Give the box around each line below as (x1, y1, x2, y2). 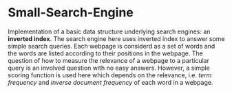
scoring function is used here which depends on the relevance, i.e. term (8, 70, 212, 79)
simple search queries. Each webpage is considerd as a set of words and (8, 42, 215, 50)
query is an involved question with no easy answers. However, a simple (8, 64, 211, 72)
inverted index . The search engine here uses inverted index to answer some (8, 34, 225, 42)
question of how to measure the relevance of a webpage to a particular (8, 56, 209, 64)
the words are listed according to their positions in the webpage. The (8, 49, 204, 57)
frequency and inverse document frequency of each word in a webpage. (8, 78, 213, 86)
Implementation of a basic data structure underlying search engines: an (8, 27, 211, 36)
